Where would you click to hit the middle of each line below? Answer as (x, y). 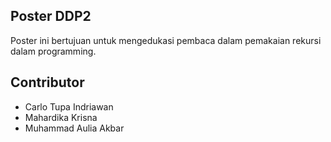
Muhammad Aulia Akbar (74, 128)
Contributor (47, 82)
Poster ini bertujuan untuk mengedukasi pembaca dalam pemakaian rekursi (166, 40)
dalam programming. (53, 51)
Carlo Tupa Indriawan (69, 106)
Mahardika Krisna (61, 117)
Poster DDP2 (51, 16)
